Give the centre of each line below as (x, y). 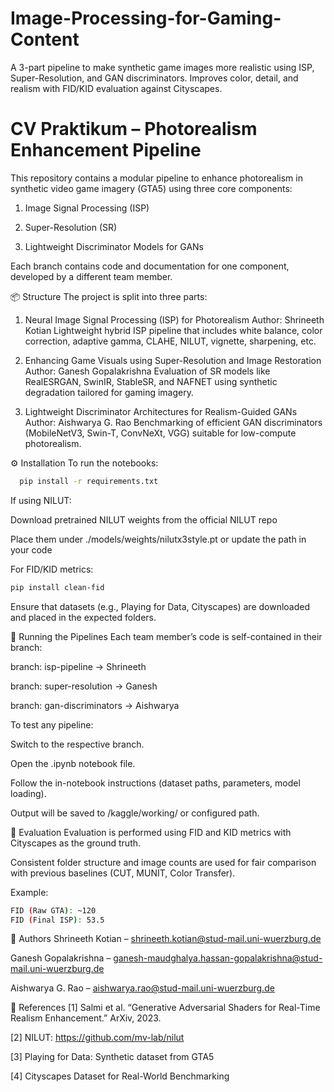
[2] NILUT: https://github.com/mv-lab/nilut (97, 1038)
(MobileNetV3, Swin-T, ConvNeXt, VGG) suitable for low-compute (160, 433)
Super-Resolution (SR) (71, 227)
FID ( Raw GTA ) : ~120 (53, 910)
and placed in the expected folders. (83, 617)
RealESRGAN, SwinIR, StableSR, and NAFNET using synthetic (151, 381)
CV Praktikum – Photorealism (134, 129)
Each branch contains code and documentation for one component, (150, 266)
